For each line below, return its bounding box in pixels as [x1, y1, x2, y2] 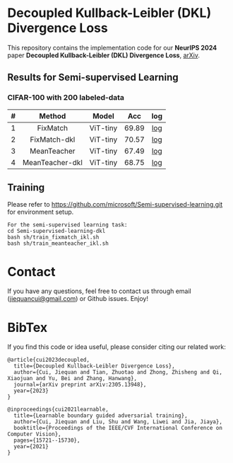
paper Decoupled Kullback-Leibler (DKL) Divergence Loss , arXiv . [7, 51, 200, 59]
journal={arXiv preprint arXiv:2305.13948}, [13, 381, 147, 389]
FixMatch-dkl [30, 135, 76, 144]
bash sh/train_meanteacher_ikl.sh [7, 240, 109, 247]
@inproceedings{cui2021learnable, [7, 406, 109, 413]
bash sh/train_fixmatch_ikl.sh [7, 234, 100, 241]
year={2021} [13, 443, 49, 450]
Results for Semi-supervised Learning [7, 72, 179, 84]
